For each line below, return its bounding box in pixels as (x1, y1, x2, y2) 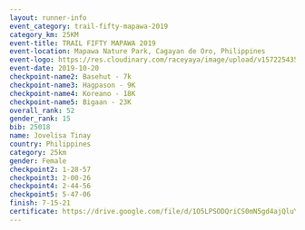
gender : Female (9, 156, 67, 166)
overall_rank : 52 (9, 106, 75, 115)
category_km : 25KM (9, 30, 79, 39)
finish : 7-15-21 (9, 198, 71, 208)
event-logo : (9, 55, 54, 64)
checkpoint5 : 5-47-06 (9, 190, 92, 199)
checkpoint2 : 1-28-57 (9, 165, 92, 174)
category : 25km (9, 148, 67, 157)
